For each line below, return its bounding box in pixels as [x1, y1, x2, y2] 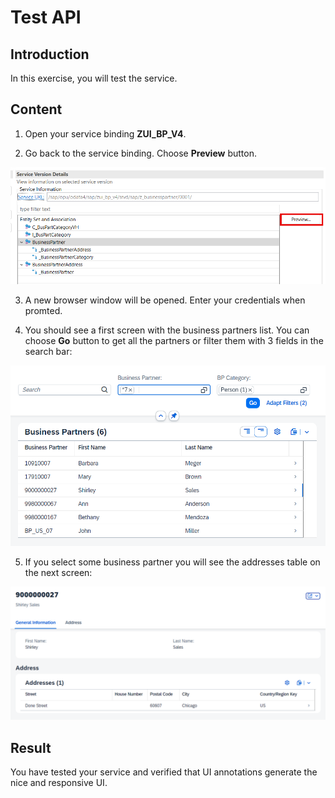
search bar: [24, 346, 73, 358]
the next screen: [24, 566, 93, 578]
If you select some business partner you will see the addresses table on [24, 556, 321, 568]
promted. [24, 305, 63, 317]
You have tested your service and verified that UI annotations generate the [10, 766, 318, 778]
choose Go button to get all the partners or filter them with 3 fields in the [24, 335, 324, 347]
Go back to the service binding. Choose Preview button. [24, 147, 257, 159]
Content [10, 101, 63, 118]
